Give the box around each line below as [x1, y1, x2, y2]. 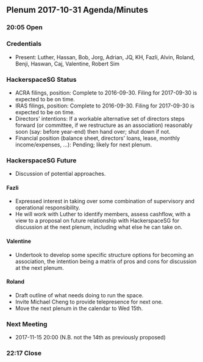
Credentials [6, 40, 41, 48]
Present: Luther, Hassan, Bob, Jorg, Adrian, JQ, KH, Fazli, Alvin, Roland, [15, 53, 195, 60]
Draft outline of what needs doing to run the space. [15, 291, 144, 299]
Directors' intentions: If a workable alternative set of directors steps [15, 115, 185, 122]
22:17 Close [6, 349, 41, 358]
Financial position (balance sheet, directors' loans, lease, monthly [15, 134, 180, 142]
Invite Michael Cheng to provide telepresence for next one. [15, 298, 163, 305]
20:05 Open [6, 23, 43, 32]
